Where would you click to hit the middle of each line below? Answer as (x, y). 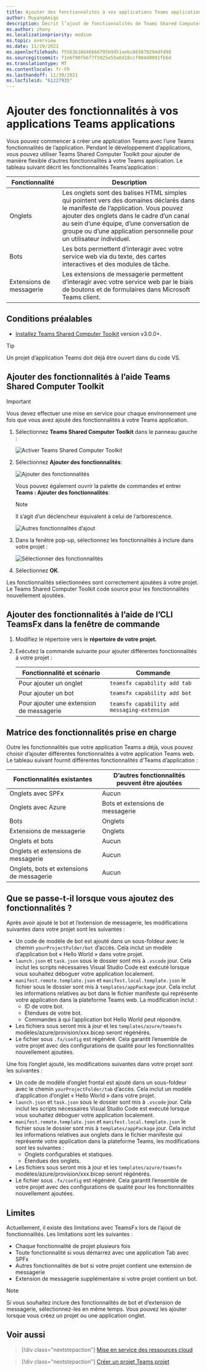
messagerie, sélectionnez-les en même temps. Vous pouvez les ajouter (97, 1309)
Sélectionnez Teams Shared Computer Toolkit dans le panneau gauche (106, 431)
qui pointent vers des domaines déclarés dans (128, 200)
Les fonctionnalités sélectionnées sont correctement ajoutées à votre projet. (103, 582)
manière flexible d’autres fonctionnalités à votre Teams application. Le (94, 161)
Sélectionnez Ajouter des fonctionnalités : (69, 462)
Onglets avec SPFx (37, 793)
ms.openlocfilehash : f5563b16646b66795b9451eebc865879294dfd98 (89, 52)
